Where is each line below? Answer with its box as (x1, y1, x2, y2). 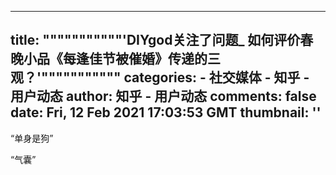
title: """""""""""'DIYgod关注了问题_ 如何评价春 (10, 32, 314, 49)
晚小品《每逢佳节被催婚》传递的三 (10, 51, 221, 68)
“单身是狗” (10, 132, 54, 144)
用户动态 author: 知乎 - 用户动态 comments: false (10, 88, 317, 105)
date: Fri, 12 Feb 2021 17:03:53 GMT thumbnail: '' (10, 104, 322, 121)
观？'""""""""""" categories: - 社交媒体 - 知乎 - (10, 69, 310, 86)
